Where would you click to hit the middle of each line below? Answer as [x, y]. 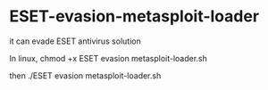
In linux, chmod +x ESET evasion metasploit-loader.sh [109, 58]
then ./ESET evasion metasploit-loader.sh [85, 75]
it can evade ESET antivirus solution [75, 41]
